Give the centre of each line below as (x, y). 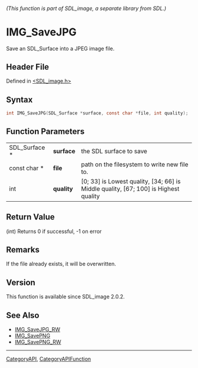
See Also (23, 315)
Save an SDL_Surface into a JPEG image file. (60, 48)
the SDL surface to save (114, 151)
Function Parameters (45, 132)
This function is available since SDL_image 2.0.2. (65, 297)
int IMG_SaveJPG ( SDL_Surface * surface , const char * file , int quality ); (97, 113)
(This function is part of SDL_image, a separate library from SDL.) (86, 8)
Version (21, 282)
